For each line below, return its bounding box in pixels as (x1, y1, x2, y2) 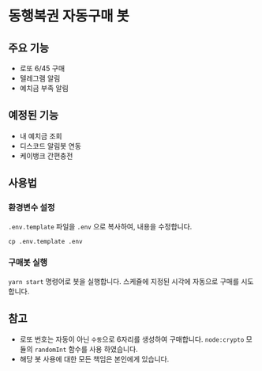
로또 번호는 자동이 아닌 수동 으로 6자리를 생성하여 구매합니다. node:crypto (19, 334, 245, 344)
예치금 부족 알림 (19, 84, 69, 93)
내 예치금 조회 (19, 131, 62, 141)
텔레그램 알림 (19, 74, 61, 83)
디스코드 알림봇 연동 (19, 141, 81, 150)
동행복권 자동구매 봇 (8, 7, 130, 25)
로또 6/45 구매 (19, 64, 65, 73)
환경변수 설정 (8, 203, 55, 214)
